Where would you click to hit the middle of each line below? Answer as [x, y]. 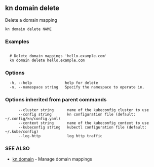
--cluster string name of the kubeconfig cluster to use [83, 110]
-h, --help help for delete [54, 83]
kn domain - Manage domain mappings [52, 159]
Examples [17, 42]
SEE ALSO [18, 148]
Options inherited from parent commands [56, 100]
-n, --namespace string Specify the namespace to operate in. [77, 87]
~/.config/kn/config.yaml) [33, 119]
